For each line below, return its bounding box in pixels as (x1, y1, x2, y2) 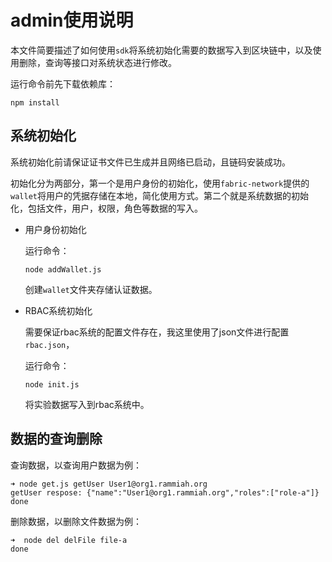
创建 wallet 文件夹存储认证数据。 (24, 283, 158, 295)
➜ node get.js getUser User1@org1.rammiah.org (10, 479, 208, 489)
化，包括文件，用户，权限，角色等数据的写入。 (10, 202, 203, 214)
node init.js (24, 379, 80, 390)
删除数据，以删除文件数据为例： (10, 515, 142, 527)
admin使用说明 (10, 9, 134, 32)
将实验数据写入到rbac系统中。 (24, 398, 150, 410)
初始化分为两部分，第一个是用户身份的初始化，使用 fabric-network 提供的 (10, 177, 310, 189)
